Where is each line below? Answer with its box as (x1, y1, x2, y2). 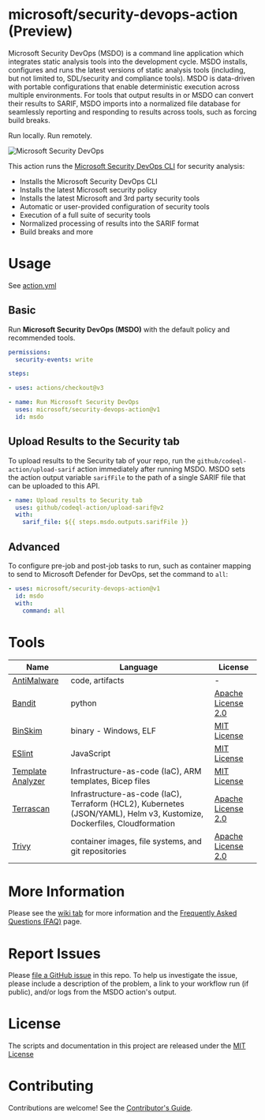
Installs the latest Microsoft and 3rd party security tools (19, 193, 200, 203)
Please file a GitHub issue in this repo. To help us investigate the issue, (8, 971, 238, 980)
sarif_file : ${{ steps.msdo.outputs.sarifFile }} (22, 519, 189, 526)
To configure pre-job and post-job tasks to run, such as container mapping (8, 560, 252, 570)
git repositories (70, 846, 127, 857)
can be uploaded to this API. (8, 481, 100, 490)
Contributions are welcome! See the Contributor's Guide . (8, 1103, 193, 1113)
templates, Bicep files (70, 776, 151, 787)
